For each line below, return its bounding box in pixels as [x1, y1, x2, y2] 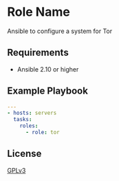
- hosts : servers [7, 109, 57, 117]
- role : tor [25, 129, 60, 136]
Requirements [7, 47, 69, 58]
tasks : [13, 116, 32, 123]
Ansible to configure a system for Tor [7, 27, 113, 35]
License [7, 148, 42, 160]
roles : [19, 123, 39, 129]
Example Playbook [7, 85, 88, 97]
